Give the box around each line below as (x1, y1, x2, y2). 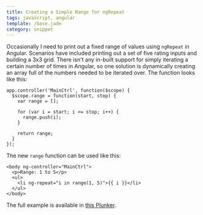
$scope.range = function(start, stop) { (12, 93, 117, 99)
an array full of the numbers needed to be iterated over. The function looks (6, 69, 195, 77)
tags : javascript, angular (6, 15, 75, 21)
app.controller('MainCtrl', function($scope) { (6, 87, 131, 94)
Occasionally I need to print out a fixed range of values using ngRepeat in (6, 43, 190, 50)
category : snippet (6, 26, 53, 33)
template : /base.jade (6, 20, 62, 26)
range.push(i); (22, 114, 62, 120)
